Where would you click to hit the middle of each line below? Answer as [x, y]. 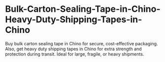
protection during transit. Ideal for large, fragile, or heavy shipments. [75, 54]
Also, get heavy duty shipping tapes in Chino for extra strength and [73, 49]
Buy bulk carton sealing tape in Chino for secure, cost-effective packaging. [82, 43]
